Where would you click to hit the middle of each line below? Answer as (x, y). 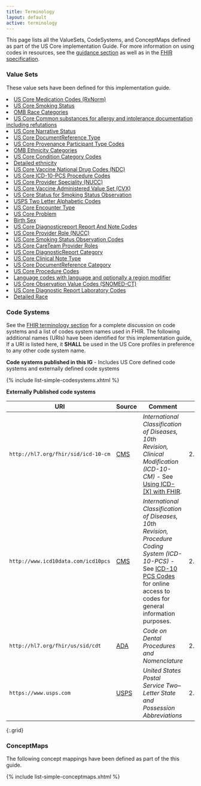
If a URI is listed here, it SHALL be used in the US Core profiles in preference (100, 344)
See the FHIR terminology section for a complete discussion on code (91, 325)
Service (153, 685)
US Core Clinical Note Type (48, 258)
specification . (23, 59)
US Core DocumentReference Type (57, 137)
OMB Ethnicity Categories (46, 150)
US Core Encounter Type (45, 207)
